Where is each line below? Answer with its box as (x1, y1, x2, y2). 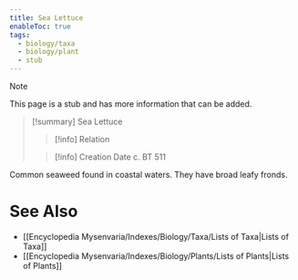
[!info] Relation (54, 134, 110, 144)
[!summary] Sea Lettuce (31, 116, 123, 127)
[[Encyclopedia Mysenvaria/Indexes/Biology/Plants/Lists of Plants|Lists (22, 250, 290, 261)
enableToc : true (9, 22, 71, 31)
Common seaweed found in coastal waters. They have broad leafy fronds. (9, 170, 288, 180)
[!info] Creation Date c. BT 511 (54, 151, 167, 162)
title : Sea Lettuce (9, 13, 84, 23)
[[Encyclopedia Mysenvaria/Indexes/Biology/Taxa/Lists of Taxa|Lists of (22, 231, 290, 242)
